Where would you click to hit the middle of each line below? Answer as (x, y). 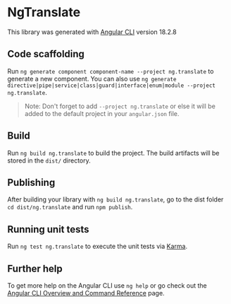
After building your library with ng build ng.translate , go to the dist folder (115, 199)
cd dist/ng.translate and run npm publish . (70, 207)
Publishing (31, 182)
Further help (35, 268)
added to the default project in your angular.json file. (102, 113)
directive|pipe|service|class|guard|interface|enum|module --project (112, 86)
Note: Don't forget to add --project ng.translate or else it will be (120, 106)
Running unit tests (48, 229)
